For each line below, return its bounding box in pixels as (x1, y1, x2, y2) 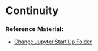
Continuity (5, 4, 59, 18)
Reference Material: (5, 25, 64, 33)
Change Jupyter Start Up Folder (14, 38, 92, 45)
